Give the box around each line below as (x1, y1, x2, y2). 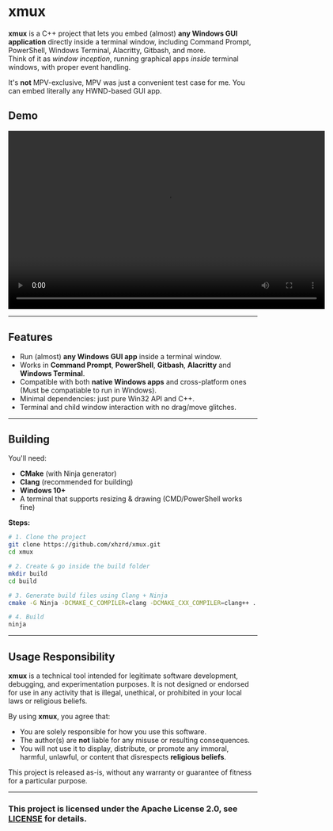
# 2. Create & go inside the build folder (8, 562, 150, 570)
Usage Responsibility (8, 649, 115, 664)
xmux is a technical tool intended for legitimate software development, (8, 671, 239, 680)
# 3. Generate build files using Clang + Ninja (8, 592, 168, 599)
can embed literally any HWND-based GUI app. (8, 86, 162, 95)
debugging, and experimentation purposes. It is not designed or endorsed (8, 679, 249, 688)
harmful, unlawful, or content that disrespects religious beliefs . (19, 752, 227, 761)
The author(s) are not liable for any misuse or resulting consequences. (19, 735, 251, 745)
